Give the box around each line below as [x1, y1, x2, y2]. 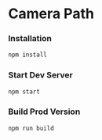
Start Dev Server [8, 70, 73, 81]
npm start [8, 88, 41, 96]
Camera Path [8, 5, 94, 23]
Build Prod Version [8, 106, 81, 117]
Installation [8, 33, 53, 44]
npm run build [8, 124, 55, 132]
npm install [8, 51, 47, 59]
